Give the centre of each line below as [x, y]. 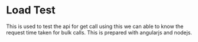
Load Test [31, 10]
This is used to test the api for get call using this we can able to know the [95, 26]
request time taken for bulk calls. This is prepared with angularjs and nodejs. [99, 32]
